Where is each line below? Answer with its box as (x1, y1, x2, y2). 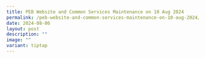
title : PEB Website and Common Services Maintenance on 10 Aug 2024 (6, 8, 184, 15)
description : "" (6, 31, 48, 37)
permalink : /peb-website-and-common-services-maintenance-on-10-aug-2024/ (6, 14, 201, 21)
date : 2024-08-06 (6, 20, 51, 26)
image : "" (6, 37, 32, 43)
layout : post (6, 25, 40, 32)
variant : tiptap (6, 43, 48, 49)
